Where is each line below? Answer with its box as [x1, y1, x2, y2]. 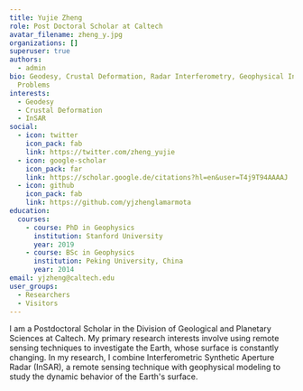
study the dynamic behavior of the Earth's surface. [9, 371, 198, 382]
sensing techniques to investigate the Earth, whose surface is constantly [9, 342, 280, 353]
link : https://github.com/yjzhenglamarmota [25, 198, 192, 208]
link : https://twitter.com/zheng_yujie [25, 147, 176, 156]
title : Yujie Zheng [9, 13, 83, 23]
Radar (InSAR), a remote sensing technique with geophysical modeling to [9, 362, 281, 373]
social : [9, 123, 39, 132]
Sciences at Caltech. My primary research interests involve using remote [9, 333, 280, 344]
